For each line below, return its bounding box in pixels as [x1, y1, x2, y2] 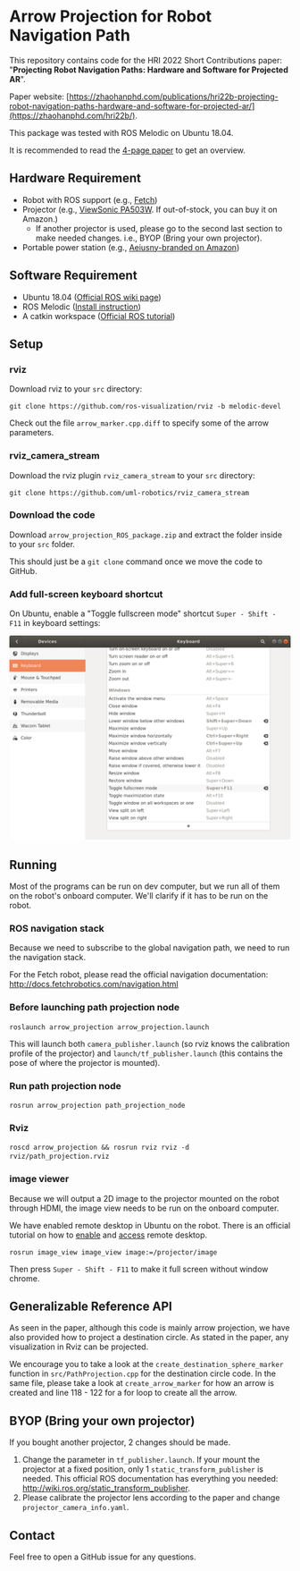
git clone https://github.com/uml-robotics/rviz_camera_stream [9, 488, 250, 497]
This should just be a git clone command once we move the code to [9, 556, 263, 567]
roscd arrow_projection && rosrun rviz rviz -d [9, 1143, 190, 1153]
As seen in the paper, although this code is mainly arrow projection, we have [9, 1322, 290, 1333]
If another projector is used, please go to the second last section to [35, 223, 283, 233]
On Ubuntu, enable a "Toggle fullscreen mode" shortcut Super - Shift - [9, 608, 277, 619]
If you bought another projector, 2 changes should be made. [9, 1437, 230, 1448]
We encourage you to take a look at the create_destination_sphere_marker [9, 1359, 284, 1370]
